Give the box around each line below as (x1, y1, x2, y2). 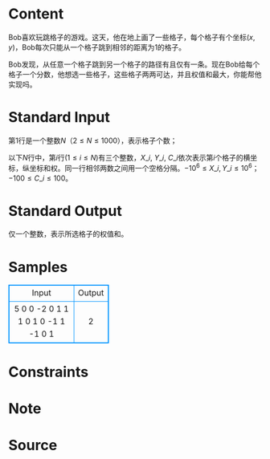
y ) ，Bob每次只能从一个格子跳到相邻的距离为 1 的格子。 (8, 42, 186, 52)
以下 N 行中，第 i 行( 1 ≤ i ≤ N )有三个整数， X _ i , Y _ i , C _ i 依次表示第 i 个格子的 (8, 152, 243, 162)
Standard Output (8, 201, 122, 220)
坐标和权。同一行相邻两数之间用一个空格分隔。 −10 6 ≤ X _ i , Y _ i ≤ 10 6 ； (29, 161, 260, 173)
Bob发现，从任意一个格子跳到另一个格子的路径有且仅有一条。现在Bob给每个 (8, 59, 260, 69)
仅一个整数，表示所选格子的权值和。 (8, 229, 129, 239)
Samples (8, 258, 68, 276)
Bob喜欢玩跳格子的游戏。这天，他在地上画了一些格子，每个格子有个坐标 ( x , (8, 32, 256, 42)
